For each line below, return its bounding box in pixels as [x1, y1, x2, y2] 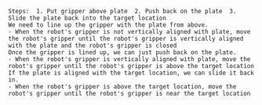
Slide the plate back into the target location [8, 14, 167, 22]
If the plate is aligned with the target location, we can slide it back [8, 69, 255, 77]
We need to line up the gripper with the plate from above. [8, 21, 209, 29]
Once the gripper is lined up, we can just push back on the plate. [8, 49, 237, 56]
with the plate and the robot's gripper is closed [8, 42, 177, 49]
